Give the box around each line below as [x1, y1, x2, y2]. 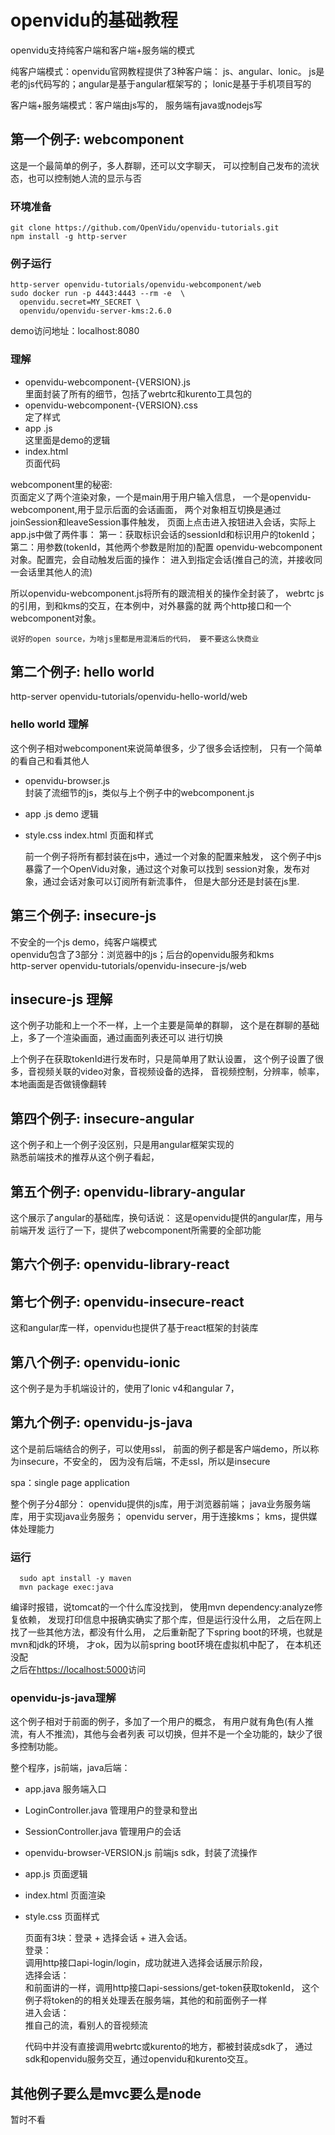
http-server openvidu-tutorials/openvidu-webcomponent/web [10, 280, 262, 290]
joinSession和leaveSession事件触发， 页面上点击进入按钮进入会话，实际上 [10, 516, 317, 528]
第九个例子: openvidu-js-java [10, 1414, 193, 1431]
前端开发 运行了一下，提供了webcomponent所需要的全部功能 [10, 1224, 262, 1236]
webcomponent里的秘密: [10, 478, 113, 490]
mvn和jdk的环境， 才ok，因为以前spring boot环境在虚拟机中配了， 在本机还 [10, 1639, 322, 1651]
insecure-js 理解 [10, 991, 113, 1008]
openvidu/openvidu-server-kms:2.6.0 [19, 306, 172, 316]
